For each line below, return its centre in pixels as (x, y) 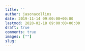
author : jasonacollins (28, 14)
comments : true (21, 32)
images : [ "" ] (18, 37)
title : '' (15, 9)
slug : (11, 41)
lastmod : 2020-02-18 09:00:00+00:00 (42, 23)
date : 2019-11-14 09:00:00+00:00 (39, 18)
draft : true (17, 28)
